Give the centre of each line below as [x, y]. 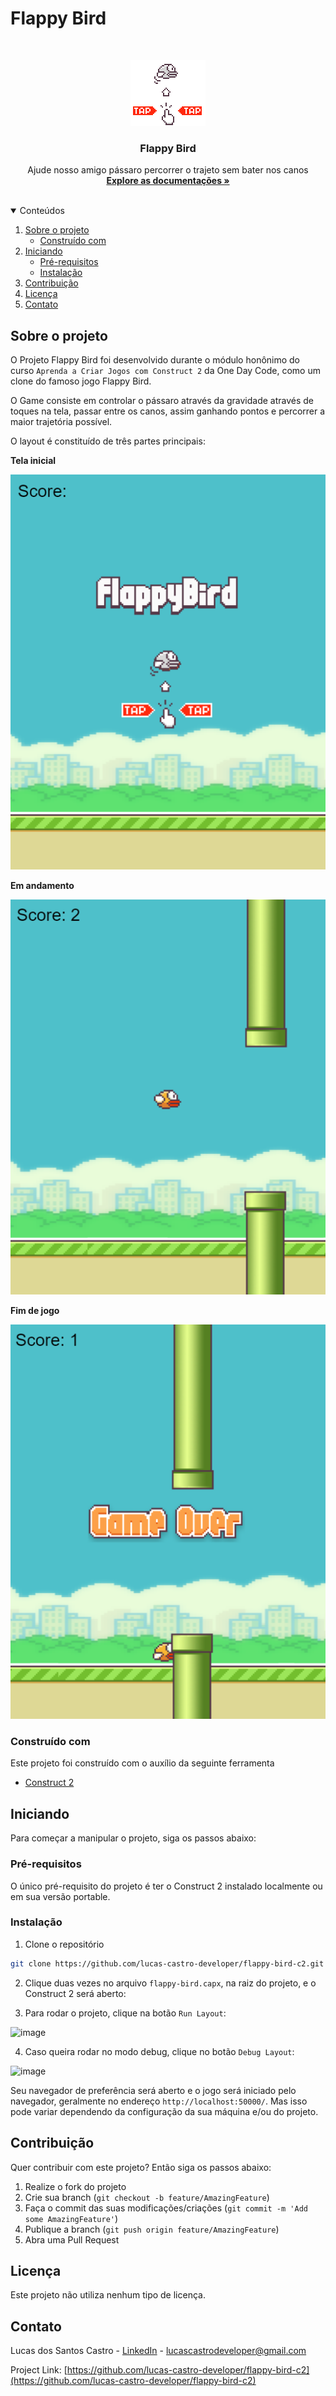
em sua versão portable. [60, 1896]
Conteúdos [42, 211]
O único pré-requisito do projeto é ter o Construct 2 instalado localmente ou [166, 1886]
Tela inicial [33, 461]
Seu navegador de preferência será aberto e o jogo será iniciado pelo [153, 2090]
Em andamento [42, 885]
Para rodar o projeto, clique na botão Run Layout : [125, 2013]
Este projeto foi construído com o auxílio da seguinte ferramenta [142, 1763]
